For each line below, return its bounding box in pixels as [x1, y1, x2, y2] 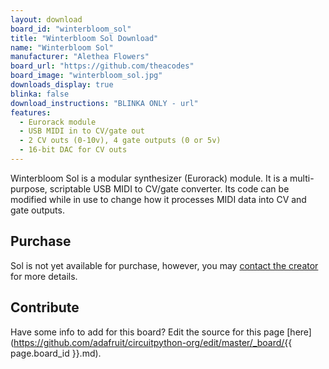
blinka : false [10, 89, 70, 99]
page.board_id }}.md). [10, 347, 102, 359]
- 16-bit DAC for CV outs [19, 145, 128, 155]
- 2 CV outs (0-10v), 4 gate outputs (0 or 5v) [19, 136, 222, 146]
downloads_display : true [10, 80, 114, 90]
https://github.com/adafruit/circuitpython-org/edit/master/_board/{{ [13, 336, 293, 348]
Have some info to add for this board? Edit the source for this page [10, 326, 285, 338]
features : [10, 107, 52, 118]
